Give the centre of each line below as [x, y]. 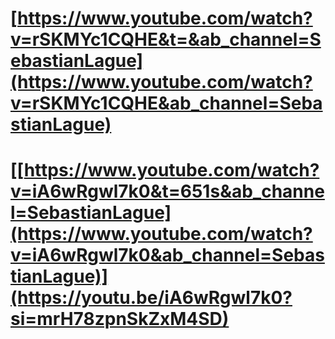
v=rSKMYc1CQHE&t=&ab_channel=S [166, 39]
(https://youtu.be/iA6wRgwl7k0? [151, 298]
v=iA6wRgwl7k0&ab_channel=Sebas [167, 255]
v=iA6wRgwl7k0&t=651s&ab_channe [167, 191]
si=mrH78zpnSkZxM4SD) [120, 319]
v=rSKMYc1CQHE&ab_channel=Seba [166, 103]
